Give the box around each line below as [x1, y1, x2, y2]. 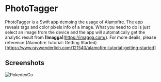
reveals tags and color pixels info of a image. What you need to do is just [5, 24, 150, 30]
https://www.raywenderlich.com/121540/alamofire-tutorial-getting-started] [6, 45, 156, 50]
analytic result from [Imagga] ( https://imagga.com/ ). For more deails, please [5, 34, 157, 40]
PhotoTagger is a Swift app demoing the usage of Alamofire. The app [5, 19, 143, 25]
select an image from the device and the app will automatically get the [5, 29, 145, 35]
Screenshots [5, 59, 45, 67]
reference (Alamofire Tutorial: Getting [5, 39, 80, 45]
